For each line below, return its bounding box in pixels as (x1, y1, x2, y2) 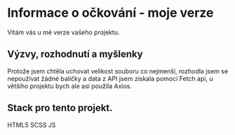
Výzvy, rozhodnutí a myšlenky (7, 48, 143, 60)
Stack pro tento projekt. (7, 102, 114, 114)
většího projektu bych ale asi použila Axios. (7, 82, 132, 90)
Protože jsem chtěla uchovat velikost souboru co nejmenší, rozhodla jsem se (7, 66, 229, 75)
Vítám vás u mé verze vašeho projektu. (7, 28, 120, 36)
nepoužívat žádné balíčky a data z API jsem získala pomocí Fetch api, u (7, 74, 213, 83)
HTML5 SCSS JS (7, 120, 56, 129)
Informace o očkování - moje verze (7, 5, 214, 21)
